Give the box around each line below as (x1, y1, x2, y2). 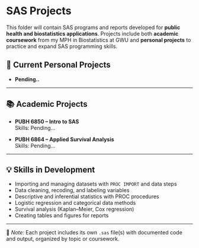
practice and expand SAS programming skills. (6, 43, 117, 50)
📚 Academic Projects (6, 99, 88, 109)
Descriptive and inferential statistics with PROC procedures (14, 193, 159, 200)
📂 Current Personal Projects (6, 60, 111, 70)
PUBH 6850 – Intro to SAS (14, 117, 79, 125)
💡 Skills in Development (6, 164, 95, 174)
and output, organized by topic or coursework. (6, 236, 120, 243)
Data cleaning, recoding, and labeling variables (14, 187, 130, 194)
